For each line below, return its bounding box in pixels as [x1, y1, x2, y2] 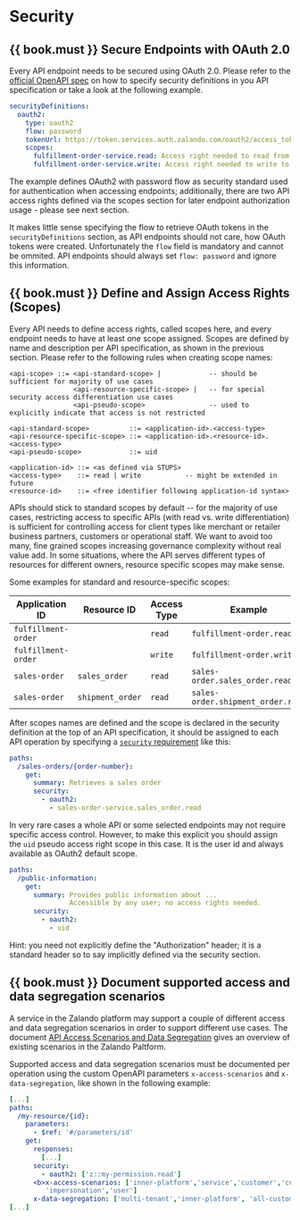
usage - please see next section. [9, 205, 129, 215]
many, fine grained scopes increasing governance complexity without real [9, 540, 281, 551]
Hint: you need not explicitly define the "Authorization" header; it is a [9, 939, 262, 950]
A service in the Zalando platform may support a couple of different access [9, 1013, 286, 1023]
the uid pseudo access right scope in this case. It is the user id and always [9, 838, 284, 849]
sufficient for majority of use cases [9, 377, 154, 386]
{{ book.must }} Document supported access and [9, 975, 290, 990]
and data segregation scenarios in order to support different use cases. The [9, 1022, 288, 1033]
